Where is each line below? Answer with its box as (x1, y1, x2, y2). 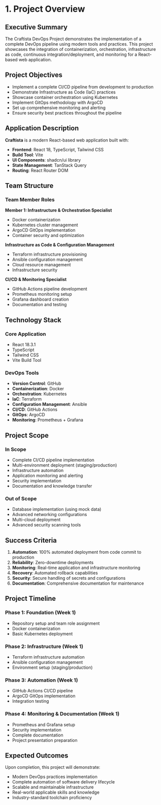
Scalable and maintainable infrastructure (12, 784, 94, 790)
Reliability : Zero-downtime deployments (12, 560, 94, 566)
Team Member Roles (5, 196, 55, 203)
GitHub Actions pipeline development (12, 286, 87, 292)
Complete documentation (12, 732, 63, 738)
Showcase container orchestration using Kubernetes (12, 94, 118, 100)
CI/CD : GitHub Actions (12, 406, 58, 412)
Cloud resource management (12, 262, 71, 268)
